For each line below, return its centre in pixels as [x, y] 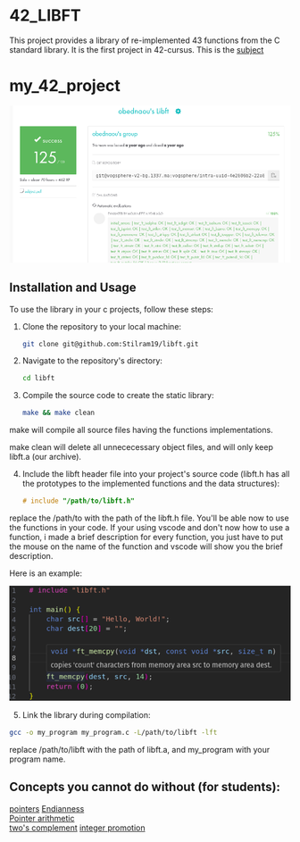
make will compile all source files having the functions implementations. [142, 430]
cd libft [38, 379]
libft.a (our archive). [46, 457]
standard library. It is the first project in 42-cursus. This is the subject [137, 49]
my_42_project [65, 86]
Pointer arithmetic [42, 818]
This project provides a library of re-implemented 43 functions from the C [145, 40]
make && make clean [58, 413]
